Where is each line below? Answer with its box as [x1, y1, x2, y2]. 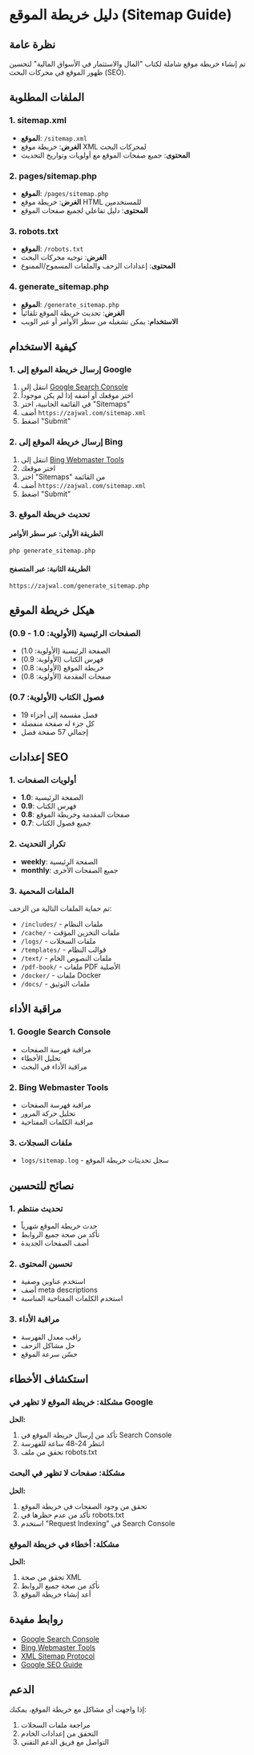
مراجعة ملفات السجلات [20, 1720, 91, 1729]
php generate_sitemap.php [9, 547, 95, 555]
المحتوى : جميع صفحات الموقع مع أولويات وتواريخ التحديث [20, 150, 191, 160]
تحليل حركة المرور [20, 1109, 76, 1118]
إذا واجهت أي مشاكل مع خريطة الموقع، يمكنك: [9, 1704, 147, 1714]
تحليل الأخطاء [20, 1053, 61, 1063]
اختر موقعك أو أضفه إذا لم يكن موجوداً [20, 391, 134, 400]
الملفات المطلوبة [9, 91, 85, 105]
